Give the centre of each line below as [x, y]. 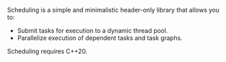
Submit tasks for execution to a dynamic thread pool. [92, 31]
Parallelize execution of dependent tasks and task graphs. [100, 38]
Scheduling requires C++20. [47, 51]
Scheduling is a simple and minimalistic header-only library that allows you [113, 10]
